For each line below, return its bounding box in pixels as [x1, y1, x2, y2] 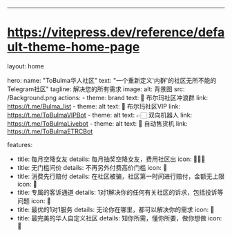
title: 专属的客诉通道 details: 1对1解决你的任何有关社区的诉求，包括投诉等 [17, 188, 224, 196]
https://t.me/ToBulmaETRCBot [7, 127, 93, 135]
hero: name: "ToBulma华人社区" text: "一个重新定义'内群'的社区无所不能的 [7, 76, 217, 84]
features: [7, 140, 33, 149]
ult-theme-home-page [7, 39, 140, 55]
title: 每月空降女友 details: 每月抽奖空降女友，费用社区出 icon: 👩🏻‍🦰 [17, 155, 206, 163]
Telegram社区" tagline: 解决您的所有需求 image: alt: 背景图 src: [7, 84, 185, 93]
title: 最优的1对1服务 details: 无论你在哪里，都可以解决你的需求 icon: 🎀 [17, 205, 215, 214]
